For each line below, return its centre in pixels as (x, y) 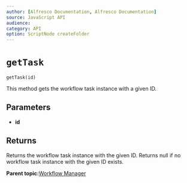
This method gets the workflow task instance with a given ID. (82, 89)
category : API (24, 28)
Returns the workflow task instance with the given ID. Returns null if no (93, 155)
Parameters (28, 108)
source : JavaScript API (36, 17)
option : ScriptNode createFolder (48, 34)
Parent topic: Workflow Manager (46, 173)
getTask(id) (21, 78)
